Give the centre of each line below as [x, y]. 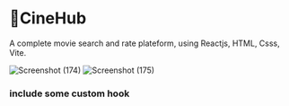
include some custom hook [70, 93]
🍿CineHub [48, 18]
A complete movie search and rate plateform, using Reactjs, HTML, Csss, [144, 43]
